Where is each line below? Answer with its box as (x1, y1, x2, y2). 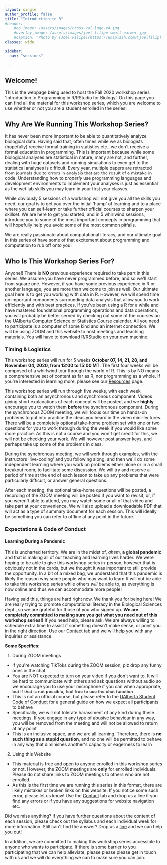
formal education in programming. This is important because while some (5, 149, 155, 155)
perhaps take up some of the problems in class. (5, 441, 103, 447)
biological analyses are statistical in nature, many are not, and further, (5, 154, 149, 160)
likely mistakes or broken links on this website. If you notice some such (12, 787, 159, 793)
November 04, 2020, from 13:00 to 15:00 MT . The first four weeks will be (5, 362, 158, 369)
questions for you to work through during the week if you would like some (5, 425, 157, 431)
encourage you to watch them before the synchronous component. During (5, 404, 159, 410)
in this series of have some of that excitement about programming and (5, 237, 150, 243)
